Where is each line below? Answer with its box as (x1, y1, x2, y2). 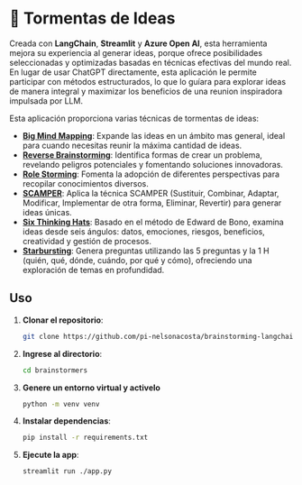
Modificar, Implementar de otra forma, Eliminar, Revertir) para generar (22, 197, 282, 208)
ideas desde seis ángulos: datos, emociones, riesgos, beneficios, (22, 225, 266, 237)
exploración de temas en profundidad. (22, 264, 165, 275)
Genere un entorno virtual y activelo (22, 382, 160, 393)
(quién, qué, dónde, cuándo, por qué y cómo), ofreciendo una (22, 254, 252, 265)
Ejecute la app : (22, 450, 79, 461)
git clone (22, 332, 60, 341)
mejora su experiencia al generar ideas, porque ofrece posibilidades (9, 47, 263, 58)
